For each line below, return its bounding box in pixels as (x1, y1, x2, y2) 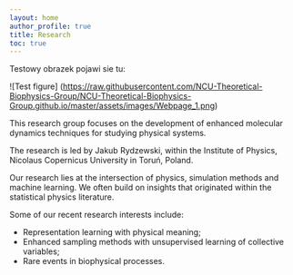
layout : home (9, 13, 59, 23)
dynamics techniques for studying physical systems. (9, 128, 207, 139)
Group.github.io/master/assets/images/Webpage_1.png (9, 101, 216, 112)
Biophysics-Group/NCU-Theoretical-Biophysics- (9, 91, 192, 102)
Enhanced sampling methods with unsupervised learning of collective (22, 237, 285, 248)
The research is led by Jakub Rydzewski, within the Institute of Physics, (9, 145, 278, 156)
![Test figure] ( (9, 81, 64, 92)
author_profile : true (9, 22, 92, 31)
